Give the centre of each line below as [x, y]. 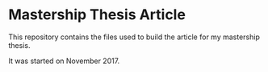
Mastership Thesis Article [97, 15]
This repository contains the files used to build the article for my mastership [134, 37]
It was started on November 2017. [64, 61]
